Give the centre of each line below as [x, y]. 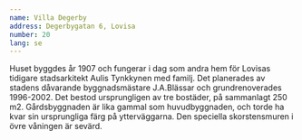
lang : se [26, 43]
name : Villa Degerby [49, 18]
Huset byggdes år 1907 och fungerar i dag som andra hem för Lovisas [140, 69]
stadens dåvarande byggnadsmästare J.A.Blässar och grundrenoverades [146, 88]
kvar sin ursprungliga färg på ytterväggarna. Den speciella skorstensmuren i [151, 117]
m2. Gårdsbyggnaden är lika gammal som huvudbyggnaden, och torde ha [147, 107]
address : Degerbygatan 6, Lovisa [73, 26]
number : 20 [30, 34]
